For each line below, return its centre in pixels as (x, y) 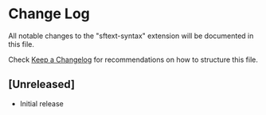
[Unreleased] (42, 84)
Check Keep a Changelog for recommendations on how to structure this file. (133, 59)
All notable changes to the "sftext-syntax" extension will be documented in (131, 36)
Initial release (41, 103)
